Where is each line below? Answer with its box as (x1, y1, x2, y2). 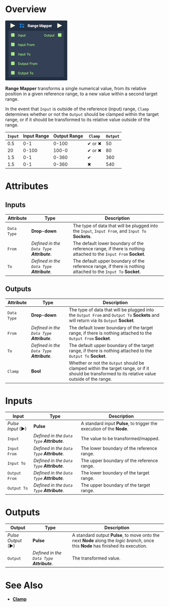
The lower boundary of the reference (80, 445, 157, 451)
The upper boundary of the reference (80, 457, 158, 463)
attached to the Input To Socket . (72, 268, 141, 275)
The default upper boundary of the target (68, 342, 154, 348)
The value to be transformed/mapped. (80, 435, 160, 441)
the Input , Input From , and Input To (72, 228, 147, 234)
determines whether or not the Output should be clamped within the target (5, 111, 159, 117)
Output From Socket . (68, 335, 112, 341)
